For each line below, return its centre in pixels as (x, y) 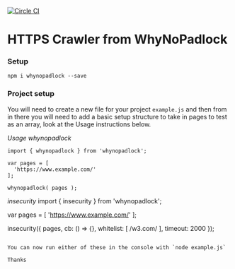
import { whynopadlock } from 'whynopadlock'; (77, 151)
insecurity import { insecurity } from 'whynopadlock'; (85, 201)
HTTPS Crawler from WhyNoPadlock (117, 40)
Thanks (17, 260)
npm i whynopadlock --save (47, 76)
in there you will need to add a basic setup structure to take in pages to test (117, 116)
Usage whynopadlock (40, 138)
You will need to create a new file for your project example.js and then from (117, 109)
